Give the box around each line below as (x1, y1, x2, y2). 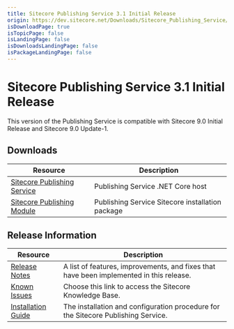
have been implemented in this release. (63, 270, 192, 280)
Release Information (7, 229, 97, 241)
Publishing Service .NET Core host (93, 181, 207, 191)
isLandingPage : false (7, 36, 70, 43)
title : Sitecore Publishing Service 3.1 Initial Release (7, 10, 176, 17)
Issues (10, 291, 33, 300)
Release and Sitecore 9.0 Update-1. (7, 124, 109, 132)
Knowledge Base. (63, 291, 120, 300)
